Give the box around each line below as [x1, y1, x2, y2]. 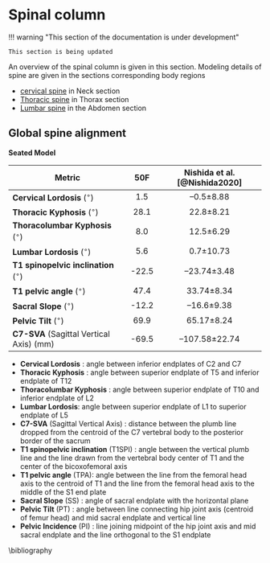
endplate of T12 [19, 376, 72, 386]
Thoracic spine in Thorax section [19, 94, 129, 104]
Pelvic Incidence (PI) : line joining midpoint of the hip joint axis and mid [19, 521, 256, 532]
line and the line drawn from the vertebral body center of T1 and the [19, 453, 245, 463]
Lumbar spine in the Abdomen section [19, 103, 147, 113]
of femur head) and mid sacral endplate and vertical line [19, 513, 207, 523]
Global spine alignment [8, 126, 127, 140]
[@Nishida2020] [176, 177, 243, 188]
